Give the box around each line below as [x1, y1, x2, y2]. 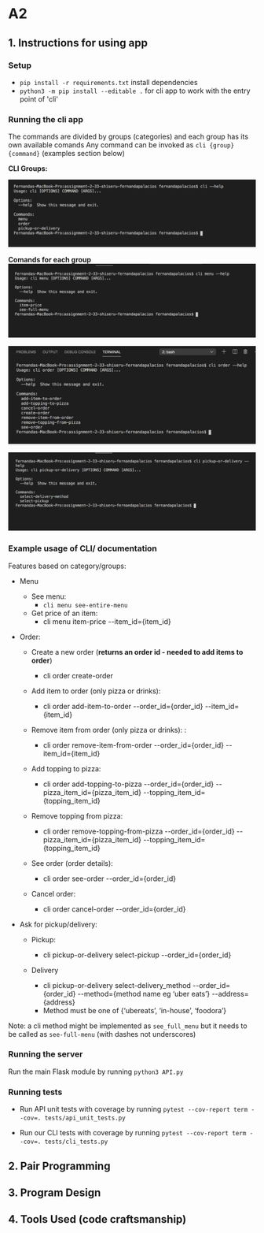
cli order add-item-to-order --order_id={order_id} [42, 701, 203, 711]
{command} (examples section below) [8, 149, 126, 158]
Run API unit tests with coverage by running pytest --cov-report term [19, 1105, 248, 1114]
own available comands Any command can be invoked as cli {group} [8, 140, 234, 150]
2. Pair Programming [8, 1159, 111, 1172]
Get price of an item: [31, 608, 98, 618]
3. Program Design [8, 1186, 101, 1199]
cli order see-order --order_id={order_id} [42, 874, 177, 883]
